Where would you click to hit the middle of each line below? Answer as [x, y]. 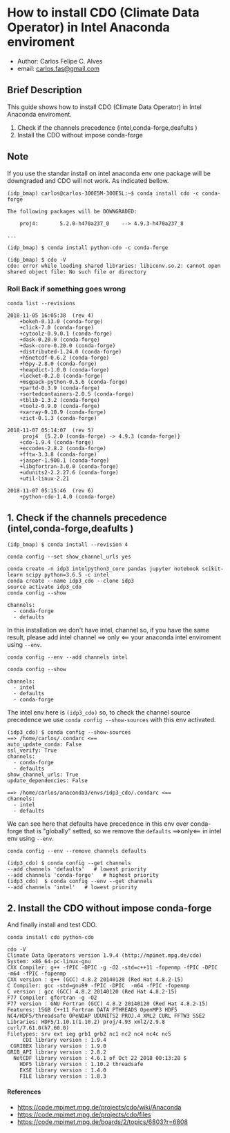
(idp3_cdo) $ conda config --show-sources [69, 732]
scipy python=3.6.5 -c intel [67, 574]
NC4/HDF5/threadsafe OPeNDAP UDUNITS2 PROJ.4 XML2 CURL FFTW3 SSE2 [106, 1016]
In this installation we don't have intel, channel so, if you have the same [108, 630]
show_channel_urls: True [43, 775]
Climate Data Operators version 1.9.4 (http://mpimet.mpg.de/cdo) [105, 956]
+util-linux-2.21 [45, 478]
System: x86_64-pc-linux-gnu [49, 962]
